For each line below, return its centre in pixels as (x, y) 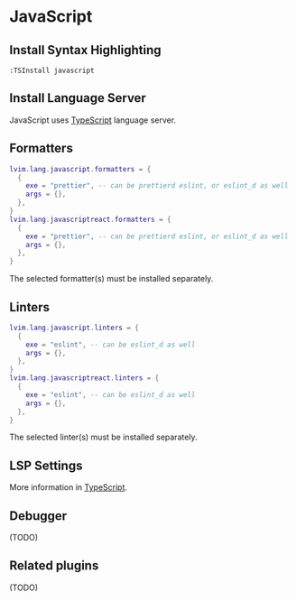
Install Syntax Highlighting (85, 50)
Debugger (38, 516)
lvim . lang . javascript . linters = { (74, 328)
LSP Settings (46, 465)
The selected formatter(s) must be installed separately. (111, 279)
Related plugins (54, 566)
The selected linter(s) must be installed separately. (103, 437)
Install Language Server (78, 98)
